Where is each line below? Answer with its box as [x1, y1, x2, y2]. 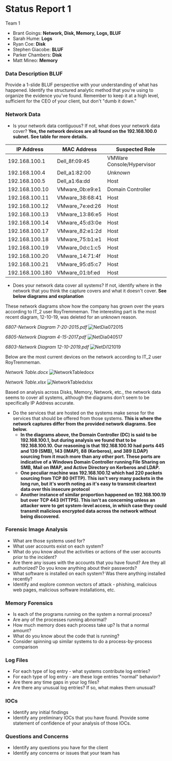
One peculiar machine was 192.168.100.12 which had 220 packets [20, 470, 162, 476]
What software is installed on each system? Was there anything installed [12, 570, 165, 576]
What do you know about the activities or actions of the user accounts [12, 548, 161, 554]
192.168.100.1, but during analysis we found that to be [20, 437, 137, 443]
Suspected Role [116, 146, 156, 153]
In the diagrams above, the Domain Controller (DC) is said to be [20, 431, 157, 437]
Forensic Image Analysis [5, 526, 68, 533]
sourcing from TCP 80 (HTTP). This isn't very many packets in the [20, 475, 164, 481]
